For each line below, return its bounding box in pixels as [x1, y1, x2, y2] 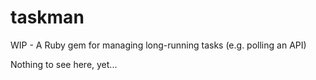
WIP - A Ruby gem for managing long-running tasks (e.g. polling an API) [10, 39, 307, 51]
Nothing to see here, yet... [10, 58, 118, 70]
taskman [10, 6, 85, 29]
